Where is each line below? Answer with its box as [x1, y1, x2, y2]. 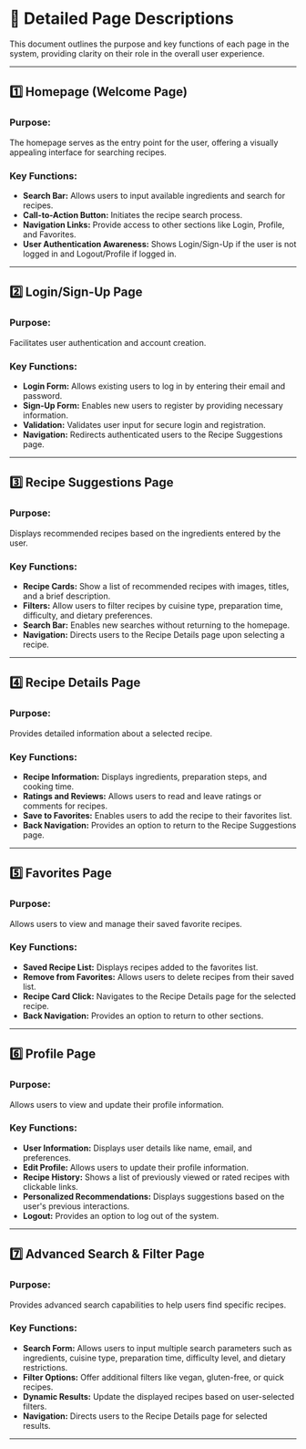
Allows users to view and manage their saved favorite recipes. [9, 918, 243, 929]
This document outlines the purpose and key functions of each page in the [9, 38, 290, 49]
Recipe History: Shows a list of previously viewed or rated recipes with [22, 1172, 290, 1183]
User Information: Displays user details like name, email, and [22, 1142, 252, 1153]
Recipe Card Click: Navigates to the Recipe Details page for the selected [22, 990, 296, 1002]
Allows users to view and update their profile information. [9, 1099, 225, 1110]
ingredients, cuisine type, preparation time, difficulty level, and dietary [22, 1352, 286, 1363]
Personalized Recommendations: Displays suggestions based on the [22, 1191, 285, 1202]
